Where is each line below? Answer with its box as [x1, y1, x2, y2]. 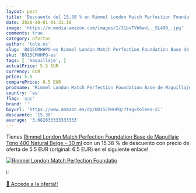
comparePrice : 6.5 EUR [6, 80, 61, 85]
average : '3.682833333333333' [6, 118, 80, 123]
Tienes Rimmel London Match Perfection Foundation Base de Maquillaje [6, 133, 179, 140]
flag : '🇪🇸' [6, 95, 35, 101]
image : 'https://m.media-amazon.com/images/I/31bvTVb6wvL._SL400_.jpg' [6, 25, 184, 31]
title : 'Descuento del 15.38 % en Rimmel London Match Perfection [6, 14, 171, 20]
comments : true [6, 30, 43, 36]
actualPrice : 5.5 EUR [6, 63, 59, 69]
